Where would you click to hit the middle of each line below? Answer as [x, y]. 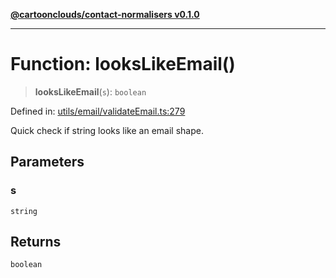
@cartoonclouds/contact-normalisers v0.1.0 [105, 14]
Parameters [47, 162]
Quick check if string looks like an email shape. [107, 130]
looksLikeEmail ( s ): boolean [90, 91]
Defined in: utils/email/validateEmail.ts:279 [98, 111]
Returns [36, 242]
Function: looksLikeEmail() [123, 64]
